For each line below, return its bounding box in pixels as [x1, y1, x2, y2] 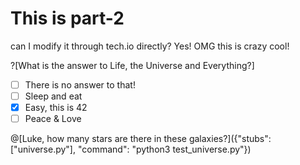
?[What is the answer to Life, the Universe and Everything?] [10, 59, 255, 71]
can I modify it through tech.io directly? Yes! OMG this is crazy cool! [10, 40, 290, 52]
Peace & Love [24, 113, 82, 125]
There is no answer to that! [24, 78, 136, 91]
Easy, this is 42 [24, 102, 88, 114]
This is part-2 [10, 7, 125, 30]
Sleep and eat [24, 90, 83, 102]
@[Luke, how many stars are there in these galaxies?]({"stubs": [10, 133, 272, 145]
